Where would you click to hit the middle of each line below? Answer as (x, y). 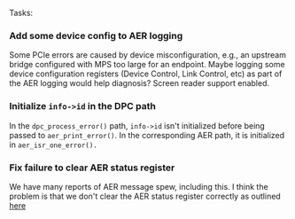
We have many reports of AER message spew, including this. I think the (139, 186)
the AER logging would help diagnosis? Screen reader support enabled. (140, 83)
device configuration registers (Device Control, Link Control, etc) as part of (146, 74)
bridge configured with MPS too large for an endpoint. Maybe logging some (147, 65)
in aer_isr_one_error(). (53, 145)
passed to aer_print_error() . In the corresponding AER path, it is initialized (147, 135)
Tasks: (21, 13)
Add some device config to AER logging (96, 35)
